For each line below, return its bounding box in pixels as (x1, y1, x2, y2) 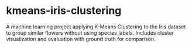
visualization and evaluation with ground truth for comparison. (6, 35, 156, 42)
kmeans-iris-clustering (6, 4, 122, 17)
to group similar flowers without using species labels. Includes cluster (6, 29, 174, 36)
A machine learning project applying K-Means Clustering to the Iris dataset (6, 23, 186, 30)
